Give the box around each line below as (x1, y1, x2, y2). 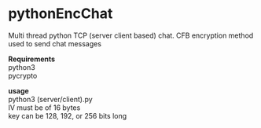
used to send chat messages (8, 38, 102, 48)
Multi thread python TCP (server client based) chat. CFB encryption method (8, 31, 254, 40)
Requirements (8, 54, 56, 64)
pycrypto (8, 71, 38, 80)
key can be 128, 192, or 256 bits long (8, 111, 127, 120)
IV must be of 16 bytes (8, 103, 81, 112)
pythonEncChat (8, 5, 113, 23)
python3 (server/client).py (8, 94, 93, 104)
